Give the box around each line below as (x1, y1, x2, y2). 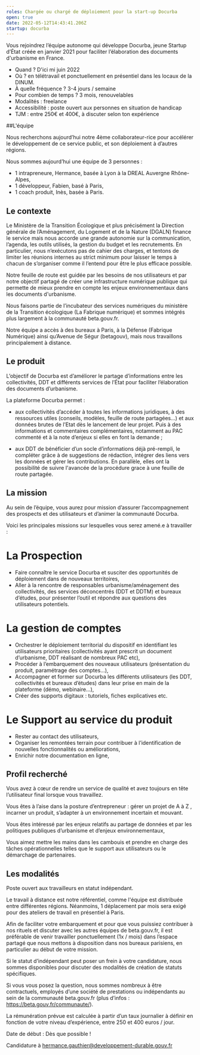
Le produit (6, 356, 45, 366)
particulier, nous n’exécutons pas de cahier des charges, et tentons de (6, 247, 179, 255)
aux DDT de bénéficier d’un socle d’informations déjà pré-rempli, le (14, 445, 180, 452)
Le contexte (6, 206, 51, 216)
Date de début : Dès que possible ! (6, 1030, 91, 1038)
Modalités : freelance (14, 98, 67, 105)
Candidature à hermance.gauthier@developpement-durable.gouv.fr (6, 1042, 173, 1049)
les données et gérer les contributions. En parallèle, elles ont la (14, 458, 170, 465)
